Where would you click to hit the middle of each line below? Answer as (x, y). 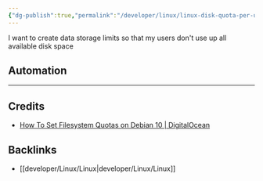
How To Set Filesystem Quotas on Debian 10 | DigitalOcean (115, 125)
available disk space (41, 46)
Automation (38, 71)
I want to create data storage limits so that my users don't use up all (117, 38)
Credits (27, 106)
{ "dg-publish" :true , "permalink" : (63, 15)
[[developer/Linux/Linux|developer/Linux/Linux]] (97, 168)
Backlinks (32, 150)
